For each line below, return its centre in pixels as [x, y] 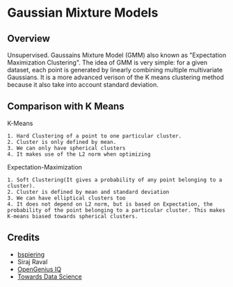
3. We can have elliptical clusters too [67, 198]
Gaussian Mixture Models [83, 13]
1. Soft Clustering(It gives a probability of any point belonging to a [115, 180]
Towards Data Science [49, 277]
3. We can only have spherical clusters [67, 148]
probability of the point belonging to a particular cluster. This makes [116, 210]
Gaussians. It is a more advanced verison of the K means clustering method [116, 77]
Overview [29, 39]
